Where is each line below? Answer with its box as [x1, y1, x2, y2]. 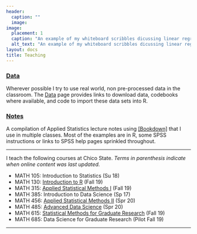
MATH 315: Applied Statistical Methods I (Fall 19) [14, 185, 132, 192]
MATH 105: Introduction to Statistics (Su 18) [14, 172, 120, 179]
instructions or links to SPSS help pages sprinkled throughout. [6, 138, 156, 145]
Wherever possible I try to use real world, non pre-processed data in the [6, 84, 181, 91]
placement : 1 [11, 30, 43, 36]
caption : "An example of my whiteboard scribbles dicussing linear [11, 36, 180, 42]
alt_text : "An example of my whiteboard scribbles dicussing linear [11, 42, 182, 48]
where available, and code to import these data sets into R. [6, 97, 148, 104]
